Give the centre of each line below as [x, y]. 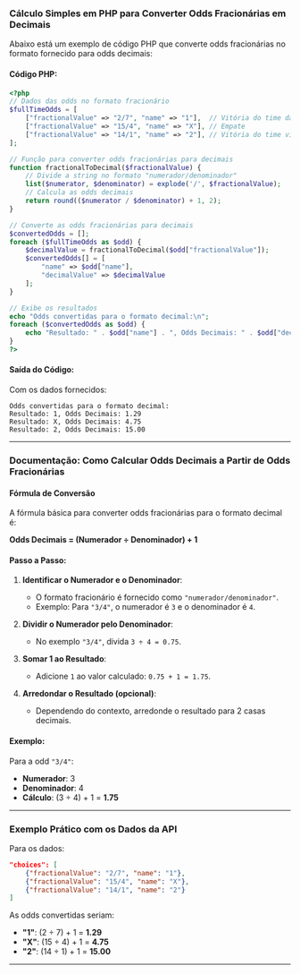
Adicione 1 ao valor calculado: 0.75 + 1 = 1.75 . [123, 676]
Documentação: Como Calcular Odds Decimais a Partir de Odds [150, 461]
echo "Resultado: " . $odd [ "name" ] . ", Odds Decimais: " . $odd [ [151, 333]
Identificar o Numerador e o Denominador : [102, 580]
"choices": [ [33, 865]
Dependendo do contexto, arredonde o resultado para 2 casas [150, 711]
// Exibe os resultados [54, 308]
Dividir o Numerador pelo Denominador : [98, 624]
